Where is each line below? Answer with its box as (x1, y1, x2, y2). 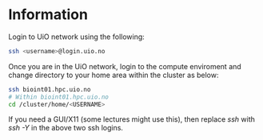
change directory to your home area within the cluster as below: (8, 70, 219, 80)
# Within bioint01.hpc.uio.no (8, 93, 110, 101)
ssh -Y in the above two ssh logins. (8, 123, 124, 133)
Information (8, 6, 88, 24)
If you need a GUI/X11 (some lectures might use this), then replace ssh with (8, 115, 256, 124)
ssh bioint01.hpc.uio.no (8, 85, 91, 93)
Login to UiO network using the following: (8, 32, 145, 41)
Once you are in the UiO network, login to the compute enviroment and (8, 61, 241, 71)
